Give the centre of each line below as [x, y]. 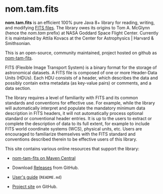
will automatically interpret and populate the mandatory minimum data [75, 108]
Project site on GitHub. [35, 186]
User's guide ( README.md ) [37, 177]
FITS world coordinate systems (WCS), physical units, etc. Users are [74, 129]
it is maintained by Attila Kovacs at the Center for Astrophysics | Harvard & [80, 38]
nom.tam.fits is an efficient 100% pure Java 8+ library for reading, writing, [80, 22]
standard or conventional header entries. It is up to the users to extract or [79, 118]
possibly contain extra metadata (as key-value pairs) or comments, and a [78, 83]
